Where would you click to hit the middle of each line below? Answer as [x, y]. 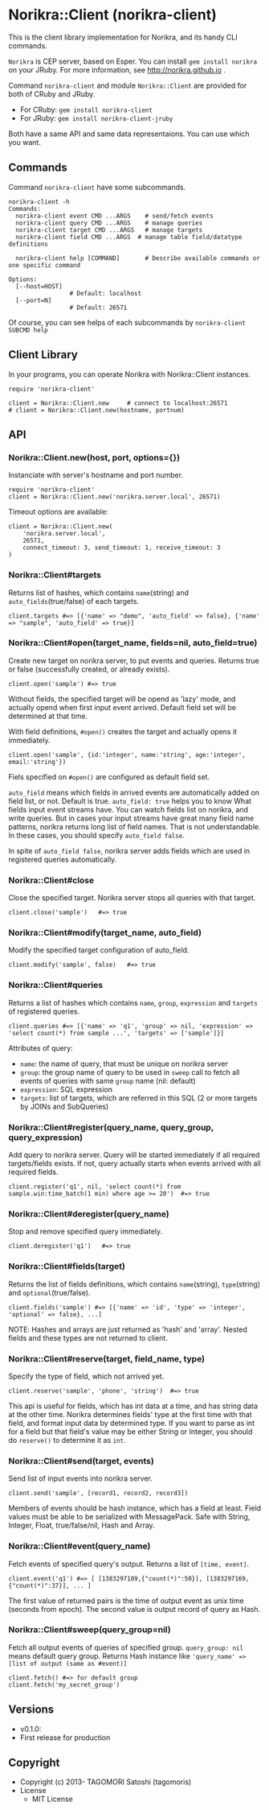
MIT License [53, 1799]
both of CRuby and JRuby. [52, 93]
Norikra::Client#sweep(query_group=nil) [90, 1630]
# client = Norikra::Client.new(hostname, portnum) [96, 410]
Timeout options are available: [58, 512]
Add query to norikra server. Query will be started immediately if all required [134, 1155]
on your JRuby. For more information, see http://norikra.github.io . [117, 69]
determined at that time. [48, 716]
